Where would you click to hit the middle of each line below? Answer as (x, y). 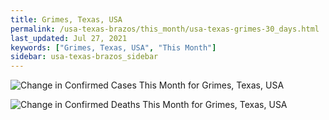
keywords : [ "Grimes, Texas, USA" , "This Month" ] (113, 47)
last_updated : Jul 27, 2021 (69, 38)
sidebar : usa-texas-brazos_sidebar (84, 57)
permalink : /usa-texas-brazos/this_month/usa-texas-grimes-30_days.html (165, 29)
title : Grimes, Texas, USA (66, 19)
